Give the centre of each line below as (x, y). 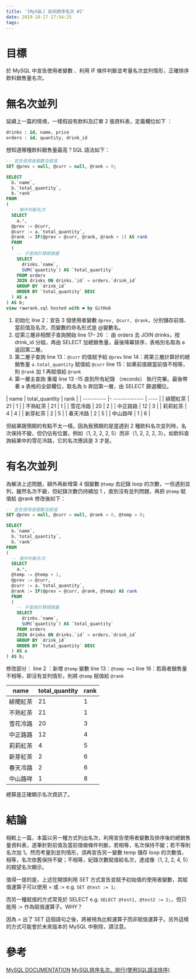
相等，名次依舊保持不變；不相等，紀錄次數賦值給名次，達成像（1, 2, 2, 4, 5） (97, 860)
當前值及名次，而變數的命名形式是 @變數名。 (69, 327)
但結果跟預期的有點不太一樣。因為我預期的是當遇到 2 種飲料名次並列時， (94, 426)
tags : (13, 22)
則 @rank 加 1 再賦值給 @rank (48, 371)
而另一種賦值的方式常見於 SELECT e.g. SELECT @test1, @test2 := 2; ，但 (94, 900)
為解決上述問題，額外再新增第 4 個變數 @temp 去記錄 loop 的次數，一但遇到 (96, 484)
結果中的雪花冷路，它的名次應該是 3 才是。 (63, 440)
